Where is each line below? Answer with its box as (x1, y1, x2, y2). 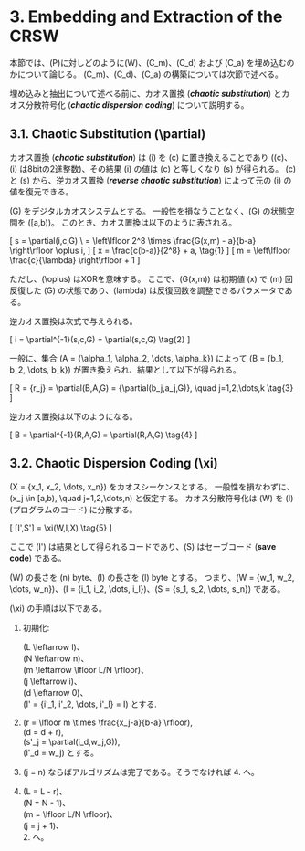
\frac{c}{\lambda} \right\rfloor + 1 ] (9, 254, 141, 266)
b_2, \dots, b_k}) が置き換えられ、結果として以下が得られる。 (9, 363, 242, 375)
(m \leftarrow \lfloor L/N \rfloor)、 (22, 664, 149, 675)
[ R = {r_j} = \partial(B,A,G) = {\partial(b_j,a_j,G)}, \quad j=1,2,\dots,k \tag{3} (9, 382, 294, 394)
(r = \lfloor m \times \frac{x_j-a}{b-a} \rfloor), (22, 717, 194, 728)
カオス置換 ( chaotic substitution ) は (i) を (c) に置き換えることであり (9, 152, 269, 163)
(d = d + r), (22, 726, 64, 737)
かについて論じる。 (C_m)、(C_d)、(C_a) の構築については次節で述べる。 (9, 68, 283, 79)
